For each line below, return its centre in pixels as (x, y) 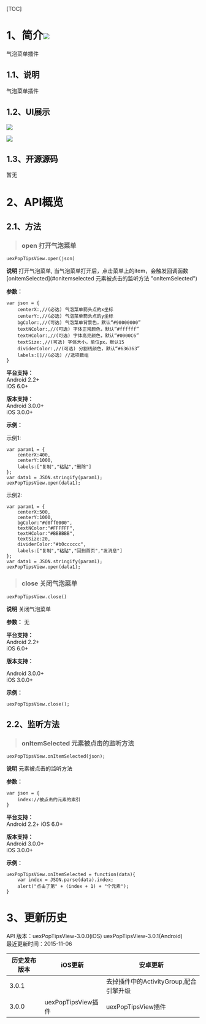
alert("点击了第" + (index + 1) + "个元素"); (73, 887)
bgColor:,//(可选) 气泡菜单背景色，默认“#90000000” (79, 323)
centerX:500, (34, 512)
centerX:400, (34, 455)
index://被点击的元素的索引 (49, 800)
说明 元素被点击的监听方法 (39, 769)
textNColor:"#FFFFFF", (46, 528)
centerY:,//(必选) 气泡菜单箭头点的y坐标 (65, 316)
